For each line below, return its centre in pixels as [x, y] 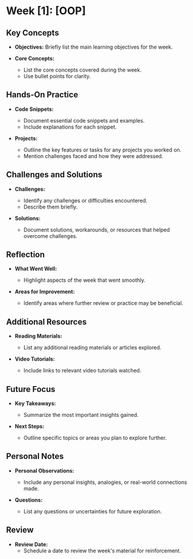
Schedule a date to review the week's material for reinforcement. [102, 550]
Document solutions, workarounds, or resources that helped [97, 230]
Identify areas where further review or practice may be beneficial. [103, 303]
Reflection [26, 255]
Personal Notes [35, 456]
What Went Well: [36, 269]
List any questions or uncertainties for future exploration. [93, 511]
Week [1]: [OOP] [46, 11]
